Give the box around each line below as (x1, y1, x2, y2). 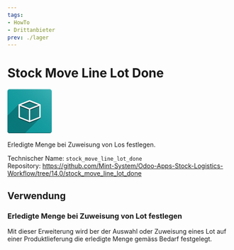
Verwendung (7, 190, 66, 202)
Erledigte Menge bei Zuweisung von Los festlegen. (7, 140, 156, 149)
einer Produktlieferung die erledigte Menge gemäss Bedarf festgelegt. (7, 234, 213, 243)
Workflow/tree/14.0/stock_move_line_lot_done (7, 169, 142, 178)
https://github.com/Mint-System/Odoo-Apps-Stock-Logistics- (42, 161, 223, 170)
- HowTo (7, 18, 30, 26)
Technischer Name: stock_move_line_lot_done (7, 154, 143, 163)
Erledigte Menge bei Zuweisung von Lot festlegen (7, 211, 183, 221)
